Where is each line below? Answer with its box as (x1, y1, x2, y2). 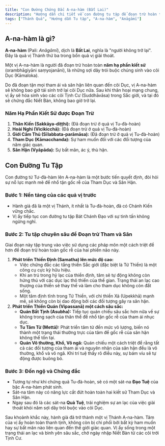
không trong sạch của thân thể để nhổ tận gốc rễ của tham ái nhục (19, 314, 155, 320)
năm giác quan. (12, 142, 44, 148)
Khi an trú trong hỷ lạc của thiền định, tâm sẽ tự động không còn (19, 272, 150, 278)
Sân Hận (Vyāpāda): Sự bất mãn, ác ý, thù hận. (12, 147, 109, 153)
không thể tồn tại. (19, 334, 55, 341)
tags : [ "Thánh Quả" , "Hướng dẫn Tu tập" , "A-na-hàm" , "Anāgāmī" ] (5, 16, 141, 21)
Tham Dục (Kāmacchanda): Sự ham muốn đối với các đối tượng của (12, 137, 151, 143)
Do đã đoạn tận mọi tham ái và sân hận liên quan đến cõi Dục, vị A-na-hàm (5, 82, 157, 88)
